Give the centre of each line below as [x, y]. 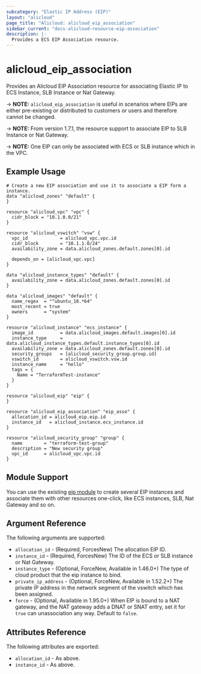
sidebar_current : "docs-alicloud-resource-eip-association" [83, 29]
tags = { [22, 369]
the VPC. [17, 153]
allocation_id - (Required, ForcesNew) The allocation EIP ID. [91, 550]
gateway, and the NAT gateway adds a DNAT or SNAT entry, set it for [100, 607]
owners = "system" [41, 312]
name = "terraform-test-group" [60, 443]
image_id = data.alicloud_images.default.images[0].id [94, 333]
